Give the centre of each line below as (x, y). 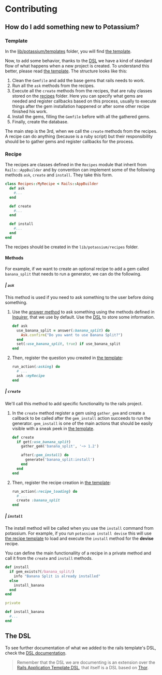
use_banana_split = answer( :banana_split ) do (63, 330)
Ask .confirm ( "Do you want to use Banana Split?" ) (72, 335)
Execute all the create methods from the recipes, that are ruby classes (82, 90)
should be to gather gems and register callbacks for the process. (70, 141)
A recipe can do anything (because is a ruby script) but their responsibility (79, 136)
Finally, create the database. (40, 121)
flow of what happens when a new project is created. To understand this (77, 66)
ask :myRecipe (31, 376)
